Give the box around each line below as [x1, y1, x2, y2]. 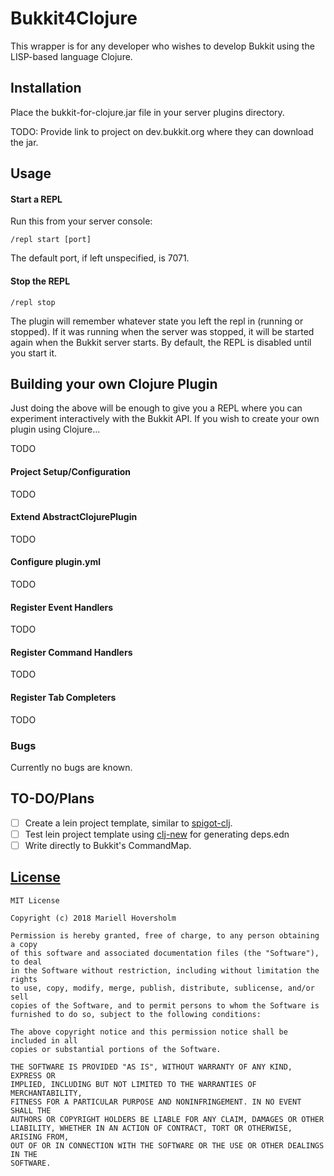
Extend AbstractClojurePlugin [10, 511, 138, 523]
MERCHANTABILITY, [10, 1088, 83, 1098]
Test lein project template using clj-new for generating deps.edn [24, 828, 290, 840]
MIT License [10, 895, 60, 906]
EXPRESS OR [10, 1070, 56, 1081]
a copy [10, 939, 38, 949]
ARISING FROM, [10, 1132, 70, 1142]
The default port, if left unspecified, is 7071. [10, 252, 190, 264]
